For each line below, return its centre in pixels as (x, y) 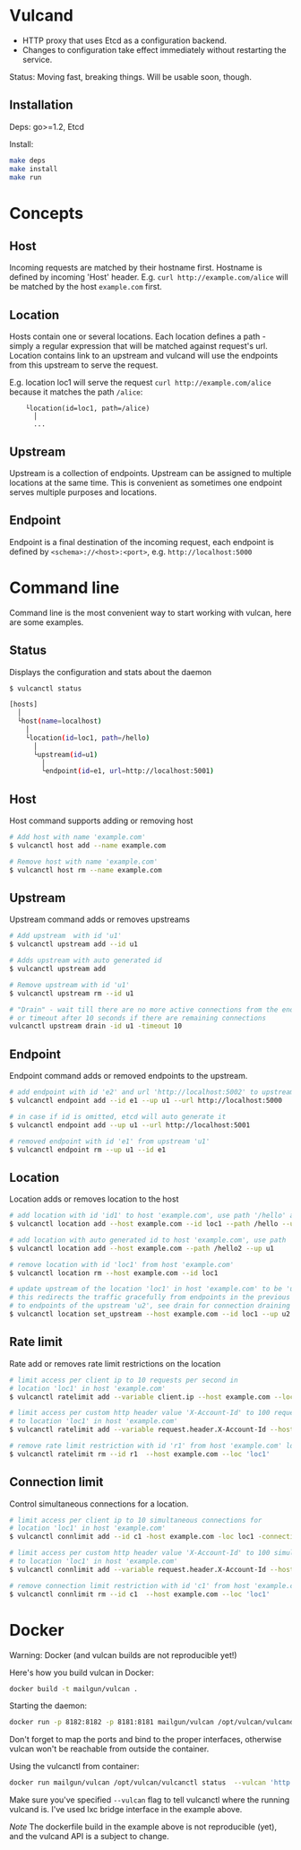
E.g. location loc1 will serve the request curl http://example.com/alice (140, 383)
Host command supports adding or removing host (101, 821)
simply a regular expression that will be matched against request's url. (139, 346)
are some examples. (47, 622)
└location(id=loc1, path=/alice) (88, 409)
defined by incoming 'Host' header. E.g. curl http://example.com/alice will (149, 277)
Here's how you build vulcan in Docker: (82, 1672)
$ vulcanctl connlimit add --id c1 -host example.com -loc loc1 (132, 1537)
